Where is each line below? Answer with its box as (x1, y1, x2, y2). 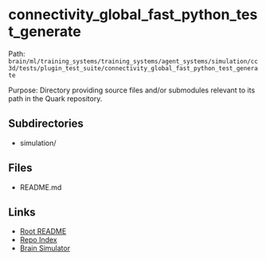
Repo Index (19, 235, 57, 245)
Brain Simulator (19, 243, 70, 253)
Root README (19, 227, 67, 236)
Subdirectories (8, 117, 84, 131)
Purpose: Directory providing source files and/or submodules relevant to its (8, 85, 256, 95)
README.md (19, 182, 62, 192)
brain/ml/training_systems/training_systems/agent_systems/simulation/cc (8, 57, 259, 65)
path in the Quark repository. (8, 93, 103, 103)
